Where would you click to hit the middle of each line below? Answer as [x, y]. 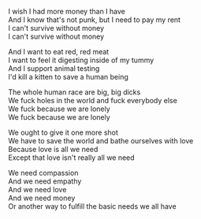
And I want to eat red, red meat [59, 52]
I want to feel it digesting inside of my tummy [81, 60]
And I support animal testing [54, 69]
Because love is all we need [53, 149]
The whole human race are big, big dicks [74, 92]
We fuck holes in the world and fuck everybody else [93, 100]
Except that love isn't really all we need [72, 158]
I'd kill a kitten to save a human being [68, 77]
